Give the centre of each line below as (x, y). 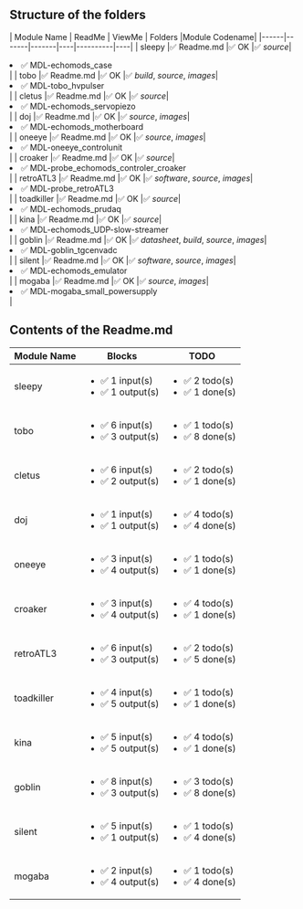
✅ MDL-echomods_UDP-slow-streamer (95, 229)
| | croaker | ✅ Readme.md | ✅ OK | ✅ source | (92, 157)
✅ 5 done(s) (210, 659)
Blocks (122, 355)
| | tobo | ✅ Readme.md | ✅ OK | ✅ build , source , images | (114, 75)
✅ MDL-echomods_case (67, 65)
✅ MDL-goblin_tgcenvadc (69, 249)
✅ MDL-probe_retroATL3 (68, 188)
